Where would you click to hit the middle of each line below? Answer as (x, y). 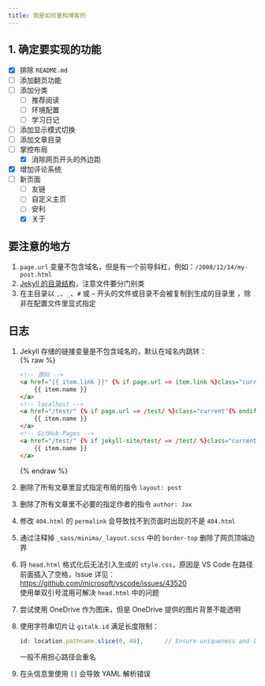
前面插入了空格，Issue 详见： (67, 574)
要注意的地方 (39, 246)
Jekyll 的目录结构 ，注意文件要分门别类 (82, 284)
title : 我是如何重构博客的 (47, 15)
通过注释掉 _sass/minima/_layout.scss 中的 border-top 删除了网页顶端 (134, 537)
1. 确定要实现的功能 (55, 49)
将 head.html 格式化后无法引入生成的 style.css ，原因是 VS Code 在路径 (136, 564)
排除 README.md (44, 70)
